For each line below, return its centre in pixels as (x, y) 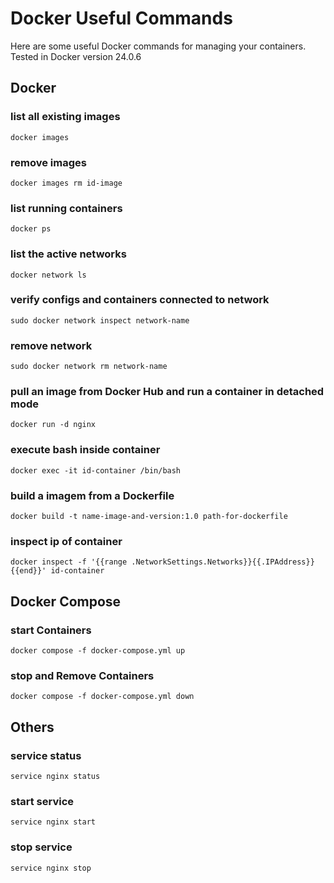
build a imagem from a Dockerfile (92, 495)
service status (46, 755)
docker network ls (48, 275)
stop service (41, 847)
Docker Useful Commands (121, 18)
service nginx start (53, 822)
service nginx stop (51, 868)
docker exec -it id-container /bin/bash (96, 470)
